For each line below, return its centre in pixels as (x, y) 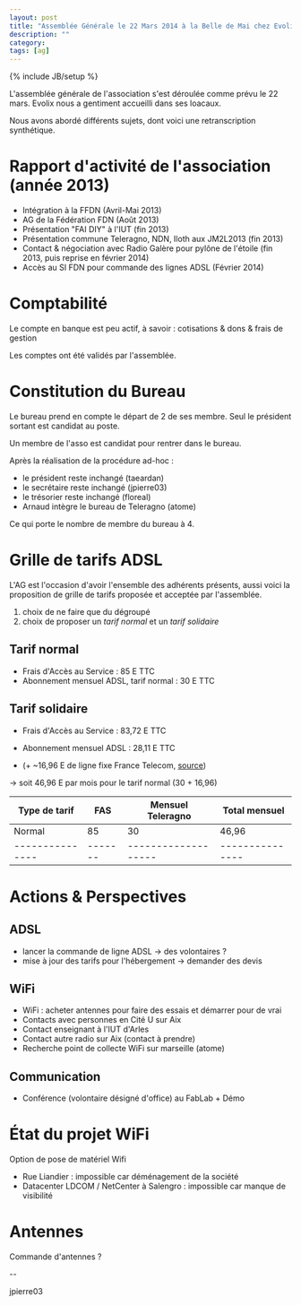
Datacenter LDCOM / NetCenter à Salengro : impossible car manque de (154, 1186)
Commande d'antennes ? (56, 1257)
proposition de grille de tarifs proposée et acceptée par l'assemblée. (136, 594)
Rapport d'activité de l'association (140, 166)
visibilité (38, 1196)
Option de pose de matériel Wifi (68, 1159)
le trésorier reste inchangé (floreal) (86, 497)
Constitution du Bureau (98, 392)
